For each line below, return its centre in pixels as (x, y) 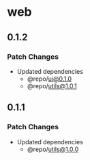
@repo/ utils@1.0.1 (52, 85)
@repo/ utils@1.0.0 (53, 149)
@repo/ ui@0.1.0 (49, 79)
